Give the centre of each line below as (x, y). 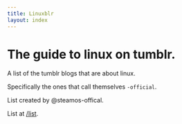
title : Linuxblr (30, 14)
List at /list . (23, 114)
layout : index (28, 20)
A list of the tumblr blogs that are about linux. (72, 73)
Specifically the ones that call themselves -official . (82, 87)
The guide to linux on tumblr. (91, 54)
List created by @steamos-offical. (55, 100)
